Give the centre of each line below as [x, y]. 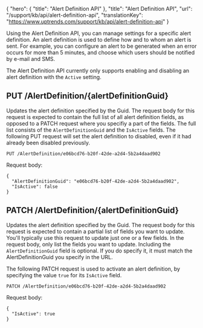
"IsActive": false [35, 187]
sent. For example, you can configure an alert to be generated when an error [101, 46]
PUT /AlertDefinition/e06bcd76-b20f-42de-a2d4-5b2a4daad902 [84, 153]
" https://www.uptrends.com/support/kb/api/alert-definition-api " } [88, 21]
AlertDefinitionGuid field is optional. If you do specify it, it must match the [99, 251]
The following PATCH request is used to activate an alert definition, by [93, 269]
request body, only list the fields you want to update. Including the [89, 244]
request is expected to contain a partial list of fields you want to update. [95, 231]
